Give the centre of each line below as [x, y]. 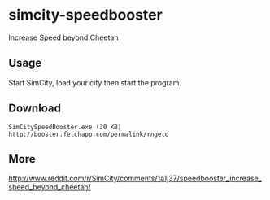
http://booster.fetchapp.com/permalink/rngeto [89, 134]
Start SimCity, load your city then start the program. [95, 82]
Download [35, 109]
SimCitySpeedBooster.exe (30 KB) [65, 127]
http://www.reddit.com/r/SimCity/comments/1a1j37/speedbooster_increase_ [135, 178]
